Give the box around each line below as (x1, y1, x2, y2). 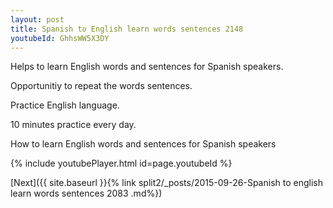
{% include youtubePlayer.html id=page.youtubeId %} (10, 157, 233, 170)
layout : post (10, 14, 65, 25)
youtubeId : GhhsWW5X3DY (10, 33, 110, 43)
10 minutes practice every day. (10, 119, 137, 131)
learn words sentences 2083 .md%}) (10, 187, 163, 200)
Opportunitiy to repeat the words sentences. (10, 80, 193, 92)
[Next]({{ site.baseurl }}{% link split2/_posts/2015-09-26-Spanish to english (10, 177, 323, 189)
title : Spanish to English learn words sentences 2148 (10, 24, 244, 34)
